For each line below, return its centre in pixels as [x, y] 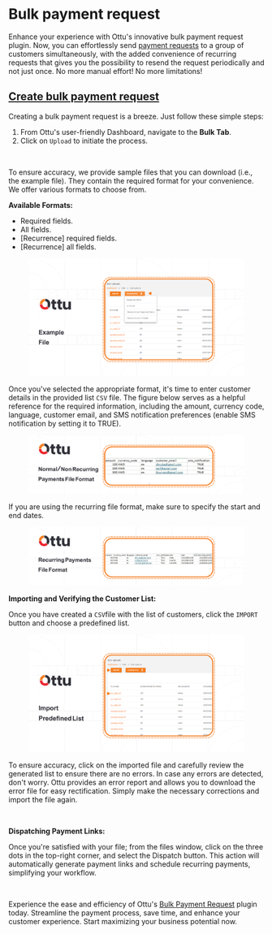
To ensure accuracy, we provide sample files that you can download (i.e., [131, 172]
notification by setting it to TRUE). [65, 423]
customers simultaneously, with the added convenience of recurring [123, 54]
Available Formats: [41, 205]
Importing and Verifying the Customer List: [82, 599]
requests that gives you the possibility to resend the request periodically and [137, 63]
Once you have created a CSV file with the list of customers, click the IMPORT [133, 614]
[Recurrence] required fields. [69, 238]
